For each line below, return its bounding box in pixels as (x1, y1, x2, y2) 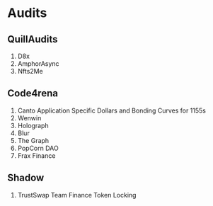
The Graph (17, 136, 50, 144)
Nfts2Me (17, 67, 44, 75)
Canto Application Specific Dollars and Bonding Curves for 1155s (17, 106, 207, 115)
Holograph (17, 121, 49, 130)
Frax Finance (17, 151, 56, 160)
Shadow (7, 172, 45, 184)
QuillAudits (7, 33, 58, 45)
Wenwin (17, 113, 42, 122)
